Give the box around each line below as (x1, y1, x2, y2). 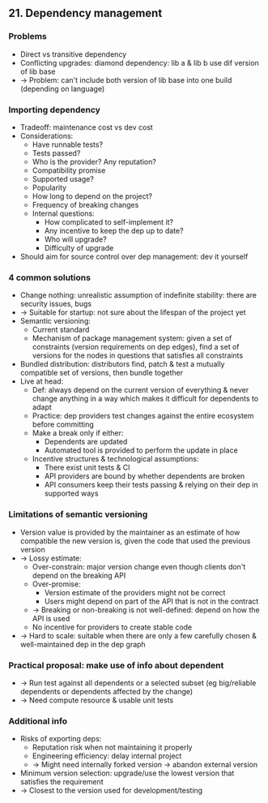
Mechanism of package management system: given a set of (32, 333, 232, 343)
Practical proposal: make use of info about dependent (8, 659, 224, 671)
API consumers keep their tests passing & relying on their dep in (44, 480, 258, 490)
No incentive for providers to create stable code (32, 622, 193, 632)
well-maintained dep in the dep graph (19, 639, 146, 649)
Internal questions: (32, 208, 95, 218)
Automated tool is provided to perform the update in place (44, 445, 239, 455)
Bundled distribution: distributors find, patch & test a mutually (19, 359, 225, 369)
